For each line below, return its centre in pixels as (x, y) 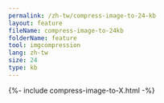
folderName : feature (43, 38)
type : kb (23, 68)
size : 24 (23, 61)
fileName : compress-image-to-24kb (66, 30)
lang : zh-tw (28, 53)
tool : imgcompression (45, 46)
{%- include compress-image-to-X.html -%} (82, 90)
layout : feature (35, 23)
